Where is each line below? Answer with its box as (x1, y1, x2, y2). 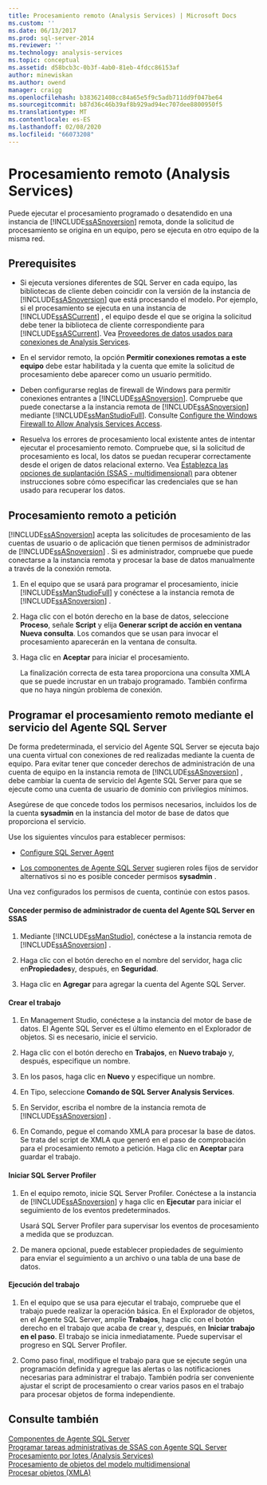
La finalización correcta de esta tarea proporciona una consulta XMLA (19, 668, 250, 678)
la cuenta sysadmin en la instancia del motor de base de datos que (8, 808, 230, 818)
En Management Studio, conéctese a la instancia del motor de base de (19, 1016, 253, 1025)
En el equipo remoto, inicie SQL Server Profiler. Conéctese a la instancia (19, 1188, 257, 1198)
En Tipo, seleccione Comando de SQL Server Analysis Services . (19, 1087, 235, 1097)
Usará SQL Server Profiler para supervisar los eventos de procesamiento (19, 1221, 259, 1230)
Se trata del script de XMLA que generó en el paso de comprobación (19, 1135, 246, 1145)
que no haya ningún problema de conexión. (19, 685, 163, 695)
